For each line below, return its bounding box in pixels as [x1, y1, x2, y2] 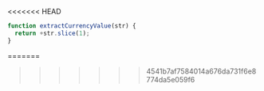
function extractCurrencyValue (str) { [7, 22, 136, 30]
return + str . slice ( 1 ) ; [14, 29, 90, 37]
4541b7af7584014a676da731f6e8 [146, 66, 257, 76]
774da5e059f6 [146, 74, 195, 84]
